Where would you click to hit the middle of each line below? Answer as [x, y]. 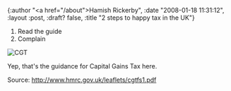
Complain [31, 39]
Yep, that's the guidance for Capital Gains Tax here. [82, 66]
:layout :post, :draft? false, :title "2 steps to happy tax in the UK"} [101, 18]
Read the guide [40, 31]
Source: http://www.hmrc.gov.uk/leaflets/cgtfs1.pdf [82, 80]
